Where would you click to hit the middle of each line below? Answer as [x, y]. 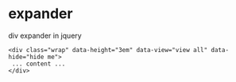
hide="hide [26, 57]
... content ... [39, 64]
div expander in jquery [45, 35]
